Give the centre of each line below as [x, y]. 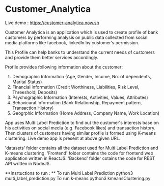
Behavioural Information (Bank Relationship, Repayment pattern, [77, 102]
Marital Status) [27, 82]
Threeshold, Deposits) [35, 92]
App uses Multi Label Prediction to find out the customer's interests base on [82, 123]
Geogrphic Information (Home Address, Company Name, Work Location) [86, 113]
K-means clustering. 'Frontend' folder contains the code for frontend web [79, 153]
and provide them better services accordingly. [52, 57]
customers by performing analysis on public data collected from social [76, 37]
